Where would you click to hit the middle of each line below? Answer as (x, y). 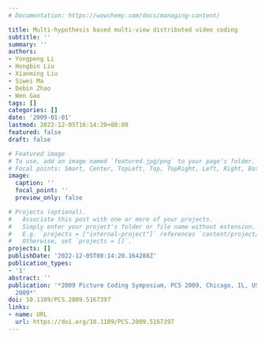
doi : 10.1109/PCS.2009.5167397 (60, 300)
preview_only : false (49, 198)
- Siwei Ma (26, 81)
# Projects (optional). (47, 212)
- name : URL (28, 315)
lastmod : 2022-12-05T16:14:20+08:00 (68, 125)
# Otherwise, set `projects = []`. (70, 241)
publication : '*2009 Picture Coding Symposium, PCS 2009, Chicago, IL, (128, 285)
